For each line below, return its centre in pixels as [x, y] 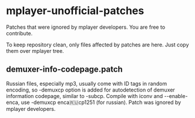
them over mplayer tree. [35, 50]
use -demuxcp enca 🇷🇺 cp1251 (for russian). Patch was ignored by [101, 102]
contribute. [19, 33]
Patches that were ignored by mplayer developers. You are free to [86, 27]
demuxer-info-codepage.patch [65, 70]
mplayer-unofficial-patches [75, 11]
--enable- [176, 96]
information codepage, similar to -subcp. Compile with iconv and [85, 96]
